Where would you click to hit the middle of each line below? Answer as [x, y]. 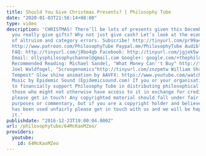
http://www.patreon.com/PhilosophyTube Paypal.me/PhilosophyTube [97, 47]
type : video [21, 23]
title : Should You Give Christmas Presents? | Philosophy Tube [89, 12]
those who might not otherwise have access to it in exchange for [98, 92]
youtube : [23, 138]
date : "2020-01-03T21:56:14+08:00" [52, 18]
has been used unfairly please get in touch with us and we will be [101, 109]
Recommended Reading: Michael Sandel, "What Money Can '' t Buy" [94, 63]
